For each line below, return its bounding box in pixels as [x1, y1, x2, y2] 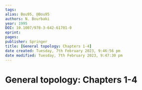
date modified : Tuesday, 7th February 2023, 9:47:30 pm [5, 53, 123, 58]
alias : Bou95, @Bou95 [5, 12, 50, 17]
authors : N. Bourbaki [5, 16, 50, 21]
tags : [5, 7, 16, 12]
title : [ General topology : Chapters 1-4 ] [5, 44, 92, 49]
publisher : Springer [5, 39, 48, 44]
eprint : [5, 30, 21, 35]
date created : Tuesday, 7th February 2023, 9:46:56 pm [5, 48, 121, 53]
